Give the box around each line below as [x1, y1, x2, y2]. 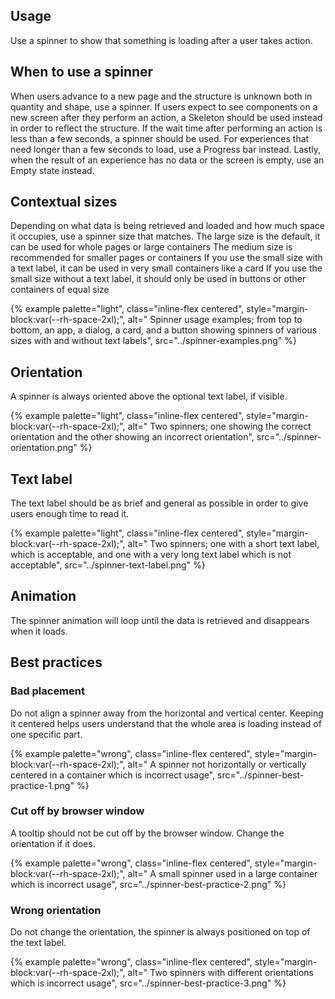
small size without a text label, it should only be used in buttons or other [10, 273, 307, 285]
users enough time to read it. [10, 508, 130, 520]
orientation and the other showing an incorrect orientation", [10, 431, 255, 443]
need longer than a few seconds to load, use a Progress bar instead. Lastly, [10, 143, 322, 155]
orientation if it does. [10, 837, 96, 849]
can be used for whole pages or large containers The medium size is [10, 241, 293, 253]
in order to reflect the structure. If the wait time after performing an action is [10, 122, 323, 134]
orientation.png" [10, 442, 78, 454]
